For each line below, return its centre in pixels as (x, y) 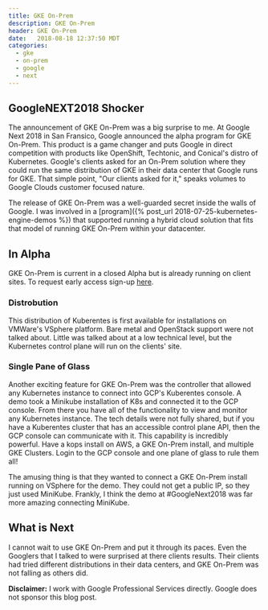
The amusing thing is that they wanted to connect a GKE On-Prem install (128, 476)
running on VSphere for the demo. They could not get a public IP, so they (129, 485)
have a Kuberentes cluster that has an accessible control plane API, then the (134, 427)
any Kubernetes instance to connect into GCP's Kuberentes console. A (125, 393)
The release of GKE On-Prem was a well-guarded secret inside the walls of (132, 203)
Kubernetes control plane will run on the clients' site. (95, 346)
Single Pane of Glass (49, 367)
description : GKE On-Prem (51, 23)
